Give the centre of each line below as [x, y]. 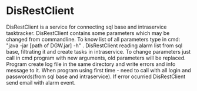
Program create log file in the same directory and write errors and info [91, 64]
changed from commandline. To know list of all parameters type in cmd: [93, 39]
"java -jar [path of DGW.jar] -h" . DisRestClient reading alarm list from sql [94, 45]
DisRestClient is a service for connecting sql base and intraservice [86, 27]
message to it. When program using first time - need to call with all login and [98, 70]
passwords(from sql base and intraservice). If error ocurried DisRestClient [96, 76]
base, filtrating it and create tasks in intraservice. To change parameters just [98, 51]
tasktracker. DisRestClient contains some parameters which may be [88, 33]
